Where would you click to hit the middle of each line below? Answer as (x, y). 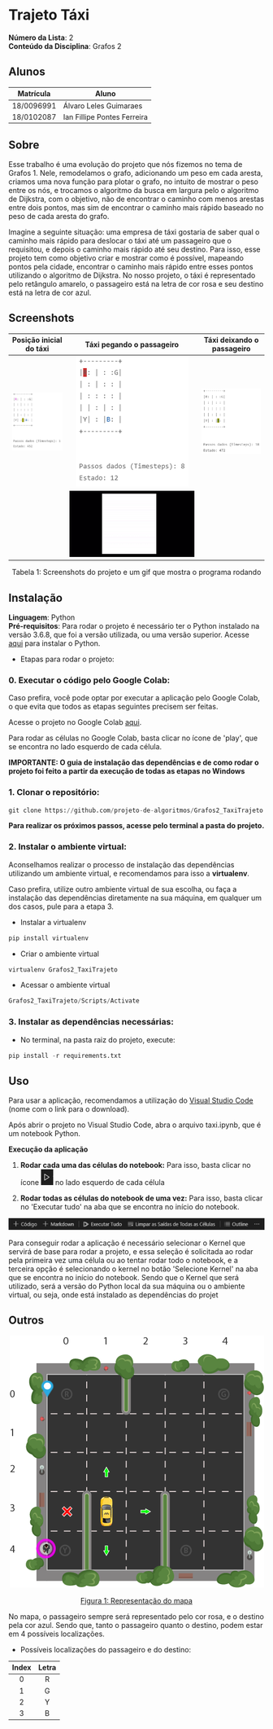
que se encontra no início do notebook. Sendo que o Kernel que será (124, 1277)
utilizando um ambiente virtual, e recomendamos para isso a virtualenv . (129, 873)
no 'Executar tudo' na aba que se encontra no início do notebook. (130, 1207)
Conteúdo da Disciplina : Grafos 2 (65, 46)
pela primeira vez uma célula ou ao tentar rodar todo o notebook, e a (123, 1260)
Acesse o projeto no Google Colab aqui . (75, 722)
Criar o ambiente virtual (60, 954)
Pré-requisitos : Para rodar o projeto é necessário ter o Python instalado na (134, 625)
